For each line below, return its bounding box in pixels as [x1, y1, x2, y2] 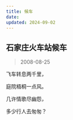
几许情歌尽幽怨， [6, 95, 47, 102]
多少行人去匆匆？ [6, 108, 47, 115]
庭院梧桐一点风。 [6, 83, 47, 90]
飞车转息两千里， [6, 71, 47, 78]
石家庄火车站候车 [6, 42, 67, 53]
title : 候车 [6, 8, 33, 15]
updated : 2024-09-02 [6, 19, 56, 25]
